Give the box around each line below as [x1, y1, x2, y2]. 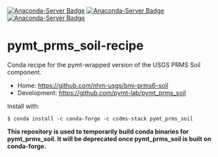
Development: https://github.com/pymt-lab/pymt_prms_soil [17, 88, 186, 96]
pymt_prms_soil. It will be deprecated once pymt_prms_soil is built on [7, 134, 212, 143]
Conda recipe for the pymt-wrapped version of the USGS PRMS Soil [7, 61, 201, 69]
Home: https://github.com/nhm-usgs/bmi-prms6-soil [17, 81, 168, 90]
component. [7, 67, 42, 76]
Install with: [7, 102, 40, 110]
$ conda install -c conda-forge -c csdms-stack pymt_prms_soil [7, 115, 194, 122]
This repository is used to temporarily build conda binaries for [7, 127, 189, 136]
